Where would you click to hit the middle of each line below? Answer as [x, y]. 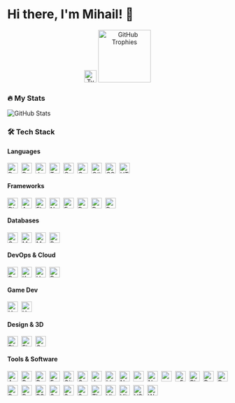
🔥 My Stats [26, 98]
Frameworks [26, 185]
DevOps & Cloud [31, 255]
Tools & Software [33, 359]
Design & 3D [26, 324]
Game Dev [23, 290]
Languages [24, 151]
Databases [23, 220]
